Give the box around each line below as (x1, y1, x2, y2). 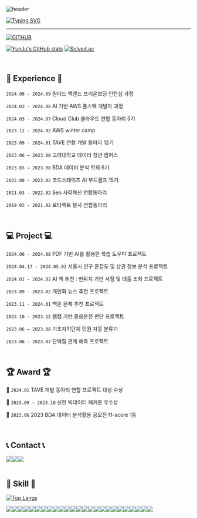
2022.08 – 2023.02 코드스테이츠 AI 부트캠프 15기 (6, 176, 119, 183)
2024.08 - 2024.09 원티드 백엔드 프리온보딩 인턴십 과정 (6, 90, 134, 97)
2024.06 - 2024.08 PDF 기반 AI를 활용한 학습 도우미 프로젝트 (6, 250, 147, 257)
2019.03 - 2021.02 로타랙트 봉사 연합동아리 (6, 201, 107, 208)
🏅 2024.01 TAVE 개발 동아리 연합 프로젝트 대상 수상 (6, 386, 123, 393)
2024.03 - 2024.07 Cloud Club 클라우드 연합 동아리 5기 (6, 115, 135, 122)
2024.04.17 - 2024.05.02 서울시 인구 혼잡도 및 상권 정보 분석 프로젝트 (6, 262, 168, 270)
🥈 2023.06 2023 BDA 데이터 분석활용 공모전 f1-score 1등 (6, 412, 137, 419)
